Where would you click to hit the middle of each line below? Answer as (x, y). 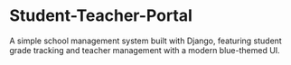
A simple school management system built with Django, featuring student (145, 41)
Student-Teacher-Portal (101, 16)
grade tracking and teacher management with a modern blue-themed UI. (145, 50)
